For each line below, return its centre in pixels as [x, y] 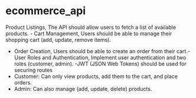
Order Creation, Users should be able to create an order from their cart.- [102, 51]
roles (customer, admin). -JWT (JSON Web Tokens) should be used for [100, 64]
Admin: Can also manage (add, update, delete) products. [83, 89]
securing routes [33, 70]
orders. [23, 82]
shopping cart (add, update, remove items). [58, 40]
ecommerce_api [46, 11]
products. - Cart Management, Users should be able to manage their [89, 33]
